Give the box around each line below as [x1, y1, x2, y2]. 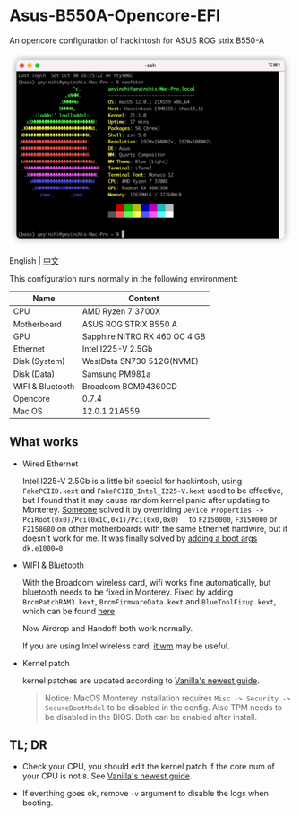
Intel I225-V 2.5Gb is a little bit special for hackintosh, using [21, 475, 243, 486]
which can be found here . [21, 605, 117, 616]
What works [9, 434, 79, 449]
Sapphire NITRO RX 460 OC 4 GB [81, 331, 206, 342]
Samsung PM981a [81, 369, 151, 379]
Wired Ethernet [21, 458, 79, 469]
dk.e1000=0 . [21, 542, 65, 552]
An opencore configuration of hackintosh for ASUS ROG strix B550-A [9, 35, 265, 46]
